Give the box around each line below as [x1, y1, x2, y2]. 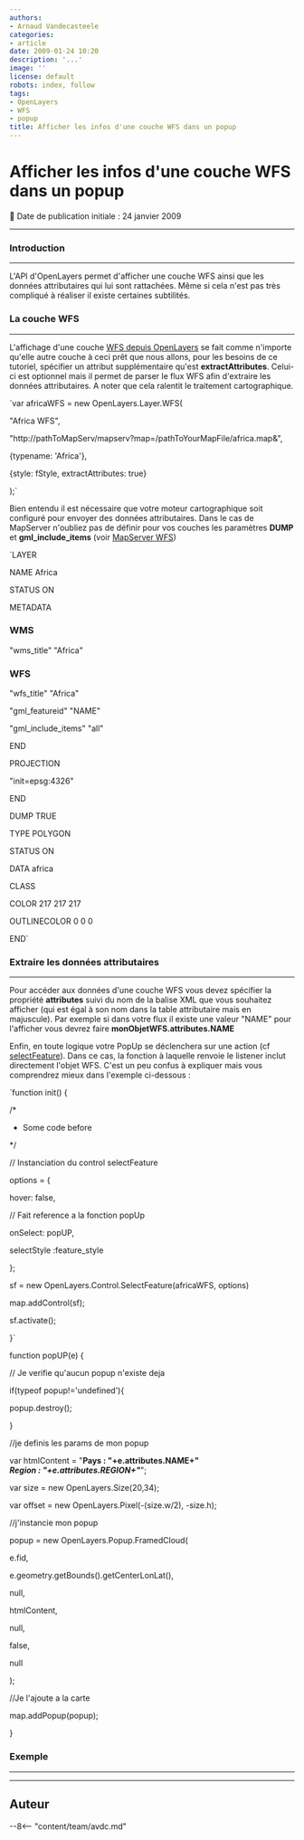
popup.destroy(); [9, 1403, 72, 1414]
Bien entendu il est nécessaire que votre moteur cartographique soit [9, 503, 263, 514]
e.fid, [9, 1552, 29, 1563]
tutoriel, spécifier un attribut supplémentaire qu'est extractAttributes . [9, 361, 270, 372]
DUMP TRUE [9, 811, 57, 821]
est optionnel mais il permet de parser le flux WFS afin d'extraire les [17, 370, 271, 381]
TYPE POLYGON [9, 829, 71, 839]
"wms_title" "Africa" [9, 644, 83, 656]
